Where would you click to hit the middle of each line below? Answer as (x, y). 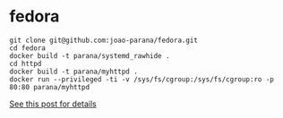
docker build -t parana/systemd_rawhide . (90, 55)
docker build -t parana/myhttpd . (74, 72)
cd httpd (26, 63)
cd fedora (28, 48)
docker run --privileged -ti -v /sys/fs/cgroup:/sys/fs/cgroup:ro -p (142, 79)
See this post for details (53, 104)
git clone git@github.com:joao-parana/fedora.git (104, 40)
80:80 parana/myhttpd (50, 87)
